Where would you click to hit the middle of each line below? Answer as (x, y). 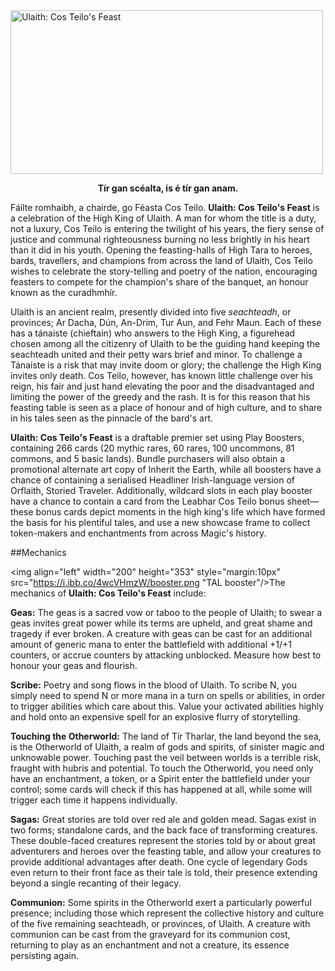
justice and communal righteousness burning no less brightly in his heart (160, 239)
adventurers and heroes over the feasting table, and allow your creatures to (166, 851)
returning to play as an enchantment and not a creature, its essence (150, 945)
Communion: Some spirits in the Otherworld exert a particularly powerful (161, 902)
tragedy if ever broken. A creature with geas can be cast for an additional (161, 633)
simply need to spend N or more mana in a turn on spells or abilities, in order (168, 695)
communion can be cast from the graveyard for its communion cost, (150, 934)
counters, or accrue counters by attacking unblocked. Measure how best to (166, 655)
